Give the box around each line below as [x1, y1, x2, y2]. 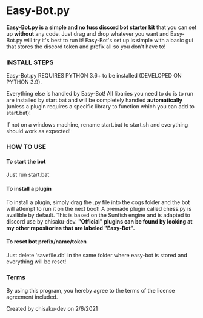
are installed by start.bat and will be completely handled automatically [6, 96, 183, 104]
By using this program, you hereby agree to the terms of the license [6, 287, 175, 294]
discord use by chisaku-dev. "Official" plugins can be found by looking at [6, 217, 193, 225]
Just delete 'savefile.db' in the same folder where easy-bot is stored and [6, 251, 188, 259]
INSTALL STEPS [6, 58, 54, 67]
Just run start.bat [6, 171, 50, 179]
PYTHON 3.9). [6, 78, 42, 85]
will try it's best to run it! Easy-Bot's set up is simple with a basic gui [24, 36, 194, 44]
